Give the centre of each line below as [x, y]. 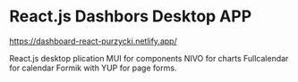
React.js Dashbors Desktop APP [131, 16]
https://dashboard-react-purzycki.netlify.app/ [93, 41]
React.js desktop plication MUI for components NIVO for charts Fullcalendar [149, 58]
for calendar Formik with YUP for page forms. [93, 68]
